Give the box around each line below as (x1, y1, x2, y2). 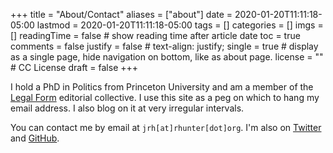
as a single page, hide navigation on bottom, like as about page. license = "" (10, 51, 324, 63)
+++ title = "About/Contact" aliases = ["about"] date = (10, 9, 233, 20)
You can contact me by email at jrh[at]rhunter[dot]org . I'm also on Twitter (10, 122, 322, 133)
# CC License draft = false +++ (10, 62, 139, 73)
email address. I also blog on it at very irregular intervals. (10, 102, 245, 114)
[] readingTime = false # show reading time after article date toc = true (10, 30, 301, 41)
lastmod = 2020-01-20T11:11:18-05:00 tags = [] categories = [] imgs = (36, 19, 324, 31)
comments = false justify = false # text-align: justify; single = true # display (10, 40, 319, 52)
